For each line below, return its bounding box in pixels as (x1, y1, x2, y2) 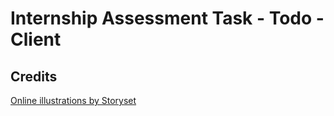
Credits (10, 68, 58, 85)
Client (10, 28, 62, 51)
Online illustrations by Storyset (10, 95, 137, 106)
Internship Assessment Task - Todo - (10, 7, 325, 30)
